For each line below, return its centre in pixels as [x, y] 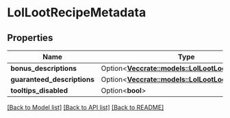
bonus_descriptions [44, 68]
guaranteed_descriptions [52, 79]
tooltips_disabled [39, 90]
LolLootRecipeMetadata [77, 13]
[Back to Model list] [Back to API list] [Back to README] [86, 107]
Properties [30, 38]
